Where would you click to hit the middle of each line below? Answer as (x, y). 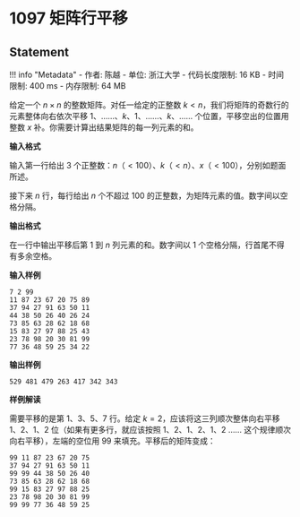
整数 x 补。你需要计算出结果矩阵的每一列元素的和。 (104, 127)
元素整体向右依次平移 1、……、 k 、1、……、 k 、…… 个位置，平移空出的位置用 (149, 116)
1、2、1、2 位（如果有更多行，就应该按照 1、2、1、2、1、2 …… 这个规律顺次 (150, 430)
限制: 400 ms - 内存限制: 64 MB (68, 86)
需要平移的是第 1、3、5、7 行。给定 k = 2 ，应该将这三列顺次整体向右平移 (145, 418)
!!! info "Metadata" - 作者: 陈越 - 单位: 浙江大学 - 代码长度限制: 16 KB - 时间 (147, 74)
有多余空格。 (33, 256)
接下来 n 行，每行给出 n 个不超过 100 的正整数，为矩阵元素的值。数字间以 (145, 195)
